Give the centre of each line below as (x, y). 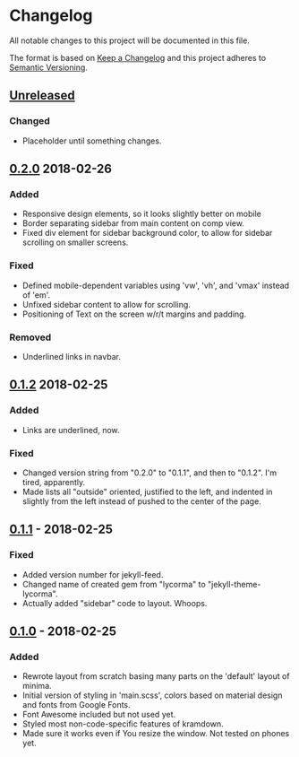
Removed (30, 337)
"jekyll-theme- (234, 584)
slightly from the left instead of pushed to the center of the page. (141, 501)
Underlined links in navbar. (71, 356)
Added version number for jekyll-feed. (93, 574)
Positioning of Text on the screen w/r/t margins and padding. (134, 314)
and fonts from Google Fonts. (77, 705)
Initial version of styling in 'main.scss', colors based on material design (152, 695)
